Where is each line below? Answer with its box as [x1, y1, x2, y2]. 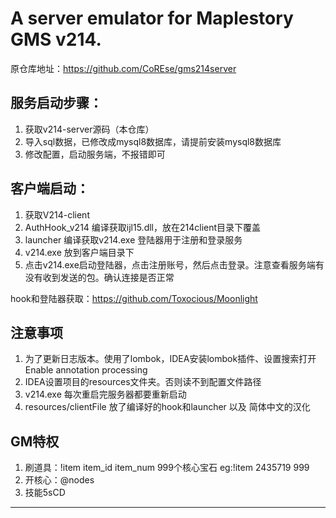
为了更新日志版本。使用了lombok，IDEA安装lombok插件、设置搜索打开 [24, 353, 317, 365]
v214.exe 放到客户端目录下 [24, 246, 135, 258]
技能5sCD [24, 487, 66, 499]
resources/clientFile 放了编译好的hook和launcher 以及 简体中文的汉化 [24, 401, 311, 413]
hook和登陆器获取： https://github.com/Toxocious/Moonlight [10, 292, 258, 304]
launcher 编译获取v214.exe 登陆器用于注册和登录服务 [24, 233, 243, 246]
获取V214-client [24, 208, 90, 221]
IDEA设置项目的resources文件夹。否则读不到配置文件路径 [24, 376, 262, 388]
